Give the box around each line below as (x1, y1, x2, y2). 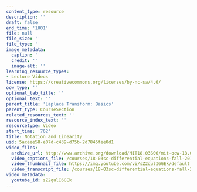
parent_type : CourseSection (6, 107, 75, 112)
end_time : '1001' (6, 25, 49, 31)
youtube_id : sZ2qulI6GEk (11, 177, 72, 183)
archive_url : (11, 150, 43, 156)
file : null (6, 30, 33, 36)
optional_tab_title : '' (6, 90, 64, 96)
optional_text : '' (6, 95, 51, 101)
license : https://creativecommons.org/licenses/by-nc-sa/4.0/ (6, 80, 161, 85)
